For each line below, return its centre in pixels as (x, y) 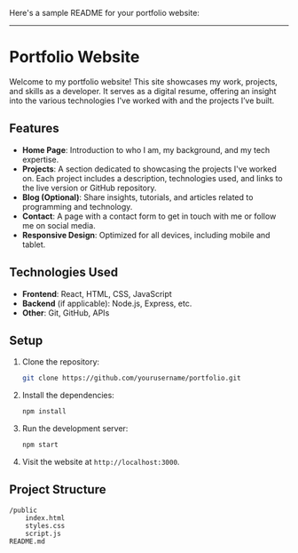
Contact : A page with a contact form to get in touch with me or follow (149, 216)
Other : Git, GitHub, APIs (66, 313)
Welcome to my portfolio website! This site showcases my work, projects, (143, 81)
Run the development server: (75, 429)
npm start (40, 445)
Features (34, 128)
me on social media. (59, 225)
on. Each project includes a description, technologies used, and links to (153, 178)
